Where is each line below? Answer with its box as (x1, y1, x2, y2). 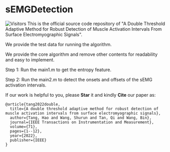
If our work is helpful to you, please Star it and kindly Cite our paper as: (5, 92, 156, 98)
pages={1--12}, (10, 128, 42, 134)
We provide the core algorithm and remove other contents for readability (5, 51, 158, 57)
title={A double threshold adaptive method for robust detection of (10, 106, 159, 111)
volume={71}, (10, 124, 38, 129)
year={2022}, (10, 133, 38, 138)
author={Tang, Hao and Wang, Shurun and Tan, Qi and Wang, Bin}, (10, 115, 152, 120)
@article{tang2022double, (5, 101, 60, 107)
